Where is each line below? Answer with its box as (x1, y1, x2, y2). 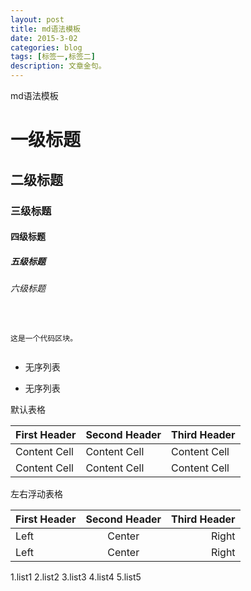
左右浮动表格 (10, 487, 63, 500)
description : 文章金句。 (10, 61, 107, 71)
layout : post (10, 14, 65, 25)
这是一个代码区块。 (10, 333, 78, 343)
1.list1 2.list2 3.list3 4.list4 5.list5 (10, 571, 142, 583)
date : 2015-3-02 (10, 33, 78, 43)
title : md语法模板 (10, 24, 82, 34)
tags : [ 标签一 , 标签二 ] (10, 52, 96, 62)
